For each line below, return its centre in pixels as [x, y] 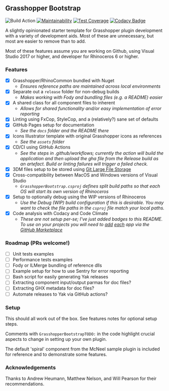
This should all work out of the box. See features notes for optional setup [81, 318]
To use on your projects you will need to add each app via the [85, 224]
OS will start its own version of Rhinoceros [64, 191]
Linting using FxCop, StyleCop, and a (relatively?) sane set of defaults [85, 119]
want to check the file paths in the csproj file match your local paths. [92, 208]
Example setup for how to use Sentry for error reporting [71, 271]
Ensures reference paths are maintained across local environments [90, 86]
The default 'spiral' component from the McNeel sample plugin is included [83, 349]
